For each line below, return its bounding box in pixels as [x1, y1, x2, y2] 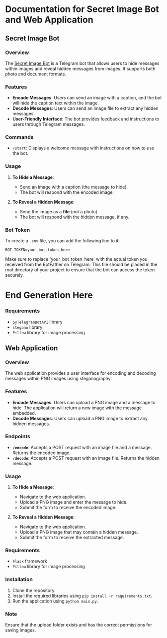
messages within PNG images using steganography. [5, 376, 112, 382]
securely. [5, 272, 24, 278]
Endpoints [5, 433, 31, 440]
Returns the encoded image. [12, 450, 71, 456]
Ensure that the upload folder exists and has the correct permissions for [5, 622, 153, 628]
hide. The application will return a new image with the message [12, 405, 142, 411]
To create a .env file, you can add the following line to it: [5, 238, 120, 244]
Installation [5, 576, 33, 583]
